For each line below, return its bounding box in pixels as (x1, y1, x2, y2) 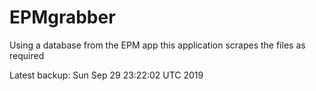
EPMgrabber (9, 6, 116, 29)
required (9, 49, 45, 61)
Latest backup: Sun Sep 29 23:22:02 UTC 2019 (9, 69, 204, 81)
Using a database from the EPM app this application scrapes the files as (9, 39, 306, 51)
